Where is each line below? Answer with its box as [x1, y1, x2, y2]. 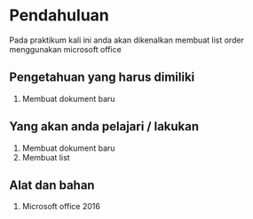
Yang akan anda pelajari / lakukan [9, 119, 200, 134]
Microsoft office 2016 [21, 201, 100, 212]
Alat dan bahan [9, 177, 95, 192]
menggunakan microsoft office [9, 43, 122, 54]
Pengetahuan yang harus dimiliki [9, 70, 195, 85]
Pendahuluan [9, 5, 109, 26]
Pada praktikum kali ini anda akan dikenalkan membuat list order [9, 35, 244, 45]
